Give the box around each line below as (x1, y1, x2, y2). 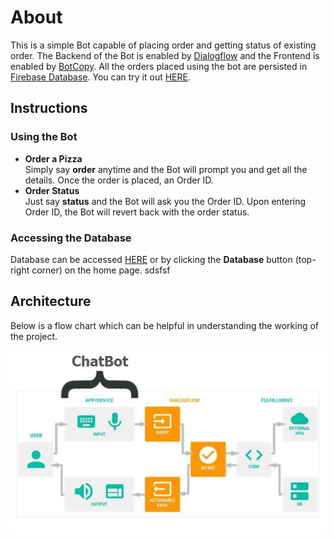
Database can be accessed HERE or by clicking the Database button (10, 253, 293, 265)
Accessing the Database (10, 231, 132, 245)
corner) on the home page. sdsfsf (31, 264, 171, 276)
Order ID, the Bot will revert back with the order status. (24, 206, 250, 218)
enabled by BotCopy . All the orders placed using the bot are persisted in (10, 60, 308, 72)
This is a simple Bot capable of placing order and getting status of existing (10, 39, 317, 51)
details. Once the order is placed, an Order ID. (24, 174, 214, 186)
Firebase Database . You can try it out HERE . (10, 71, 192, 83)
